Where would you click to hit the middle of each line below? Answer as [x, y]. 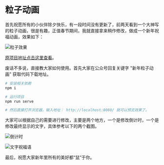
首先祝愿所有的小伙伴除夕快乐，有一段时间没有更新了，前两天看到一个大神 [80, 24]
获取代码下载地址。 [32, 74]
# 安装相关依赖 [18, 83]
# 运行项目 [15, 97]
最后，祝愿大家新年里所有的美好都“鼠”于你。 [50, 158]
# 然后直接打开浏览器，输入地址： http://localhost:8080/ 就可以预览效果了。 [77, 110]
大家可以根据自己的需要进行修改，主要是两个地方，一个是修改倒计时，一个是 [82, 120]
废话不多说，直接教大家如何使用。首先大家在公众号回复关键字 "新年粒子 [77, 68]
